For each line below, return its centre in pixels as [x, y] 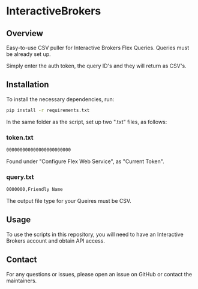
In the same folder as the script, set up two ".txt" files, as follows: [87, 122]
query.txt [20, 177]
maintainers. [22, 281]
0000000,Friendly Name [34, 190]
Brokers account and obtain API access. [55, 241]
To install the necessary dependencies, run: [60, 99]
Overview [25, 33]
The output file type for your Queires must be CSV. [69, 201]
